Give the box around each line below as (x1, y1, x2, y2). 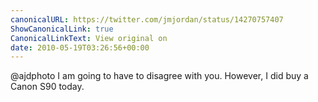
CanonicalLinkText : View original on (10, 33, 168, 43)
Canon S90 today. (10, 81, 85, 93)
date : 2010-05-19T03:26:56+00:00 (10, 42, 150, 53)
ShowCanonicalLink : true (10, 24, 114, 34)
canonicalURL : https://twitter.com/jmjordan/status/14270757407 (10, 14, 284, 25)
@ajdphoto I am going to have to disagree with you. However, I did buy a (10, 70, 309, 82)
